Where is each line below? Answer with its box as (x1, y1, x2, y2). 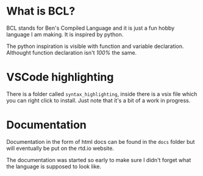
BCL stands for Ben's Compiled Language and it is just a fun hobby (6, 24, 175, 32)
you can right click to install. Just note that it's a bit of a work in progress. (6, 96, 191, 104)
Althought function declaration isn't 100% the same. (6, 49, 137, 56)
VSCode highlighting (6, 70, 114, 84)
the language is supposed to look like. (6, 163, 102, 170)
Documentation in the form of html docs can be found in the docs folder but (6, 138, 195, 145)
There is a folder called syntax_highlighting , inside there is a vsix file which (6, 90, 198, 98)
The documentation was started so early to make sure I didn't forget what (6, 156, 191, 163)
